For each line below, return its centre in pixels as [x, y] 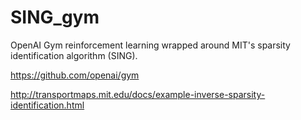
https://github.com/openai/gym [75, 75]
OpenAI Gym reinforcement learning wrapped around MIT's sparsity [150, 45]
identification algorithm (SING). [74, 55]
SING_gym [55, 17]
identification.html [47, 105]
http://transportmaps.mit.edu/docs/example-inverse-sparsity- [138, 94]
